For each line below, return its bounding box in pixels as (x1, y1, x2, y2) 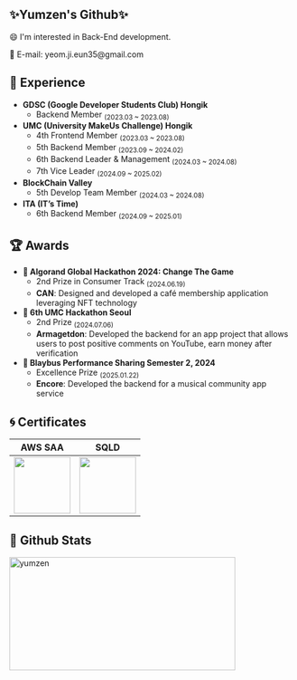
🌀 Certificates (9, 414, 87, 429)
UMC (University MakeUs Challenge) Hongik (22, 120, 193, 131)
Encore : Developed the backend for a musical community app (35, 378, 267, 389)
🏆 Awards (9, 237, 70, 253)
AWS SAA (20, 441, 65, 454)
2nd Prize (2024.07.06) (35, 316, 115, 330)
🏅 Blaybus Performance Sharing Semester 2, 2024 (22, 357, 216, 368)
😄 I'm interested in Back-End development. (9, 31, 172, 42)
